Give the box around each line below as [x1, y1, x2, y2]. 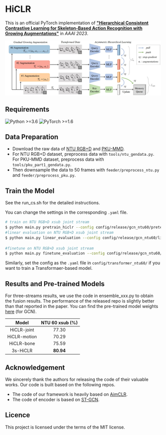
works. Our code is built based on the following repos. [5, 381, 115, 387]
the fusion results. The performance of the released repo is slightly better [5, 298, 155, 304]
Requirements [5, 105, 49, 114]
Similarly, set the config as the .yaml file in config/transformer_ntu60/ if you [5, 260, 161, 266]
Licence [5, 411, 31, 420]
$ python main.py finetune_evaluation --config [5, 251, 105, 256]
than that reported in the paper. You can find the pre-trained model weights [5, 304, 159, 310]
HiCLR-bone [9, 341, 36, 347]
